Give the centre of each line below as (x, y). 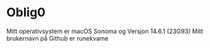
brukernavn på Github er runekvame (57, 38)
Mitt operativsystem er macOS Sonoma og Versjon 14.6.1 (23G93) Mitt (105, 31)
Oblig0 (26, 13)
